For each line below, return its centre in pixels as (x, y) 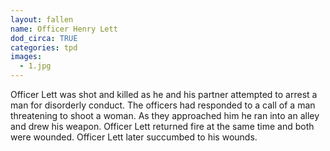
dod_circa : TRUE (44, 38)
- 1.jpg (35, 66)
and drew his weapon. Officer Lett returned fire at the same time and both (162, 126)
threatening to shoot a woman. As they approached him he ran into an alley (165, 115)
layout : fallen (42, 19)
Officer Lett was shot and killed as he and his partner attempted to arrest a (164, 94)
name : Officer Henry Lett (64, 29)
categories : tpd (44, 47)
